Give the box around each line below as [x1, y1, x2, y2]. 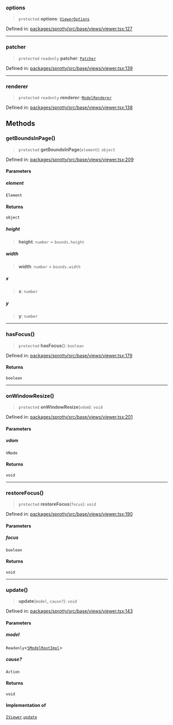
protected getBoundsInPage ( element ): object [18, 146, 116, 153]
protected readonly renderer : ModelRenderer [18, 94, 112, 100]
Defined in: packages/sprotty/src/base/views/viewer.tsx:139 [6, 65, 133, 71]
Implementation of [6, 702, 46, 709]
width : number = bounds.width [18, 264, 81, 270]
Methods [6, 119, 35, 128]
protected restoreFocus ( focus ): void [18, 501, 97, 507]
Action [6, 669, 20, 675]
